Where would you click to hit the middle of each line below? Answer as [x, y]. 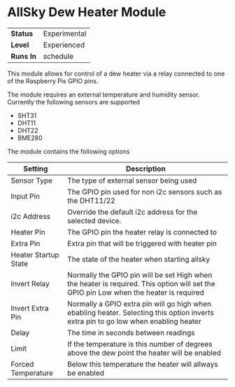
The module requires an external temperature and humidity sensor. [104, 94]
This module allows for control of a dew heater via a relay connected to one [116, 73]
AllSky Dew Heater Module [87, 12]
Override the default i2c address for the [133, 212]
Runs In [24, 56]
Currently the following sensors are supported [74, 101]
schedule [58, 56]
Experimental [65, 34]
